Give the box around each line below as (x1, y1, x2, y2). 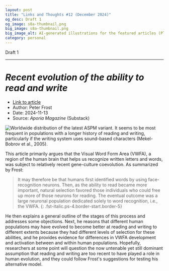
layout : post (5, 7, 33, 13)
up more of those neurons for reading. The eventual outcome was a (17, 192, 158, 198)
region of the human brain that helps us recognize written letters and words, (5, 156, 163, 162)
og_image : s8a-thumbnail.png (5, 21, 66, 27)
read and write (5, 83, 68, 94)
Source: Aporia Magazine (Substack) (12, 115, 90, 121)
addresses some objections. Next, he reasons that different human (5, 218, 143, 224)
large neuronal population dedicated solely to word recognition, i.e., (17, 197, 158, 204)
